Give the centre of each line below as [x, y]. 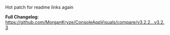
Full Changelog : [22, 17]
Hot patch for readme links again [39, 7]
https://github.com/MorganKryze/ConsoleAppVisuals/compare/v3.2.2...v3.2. [85, 22]
